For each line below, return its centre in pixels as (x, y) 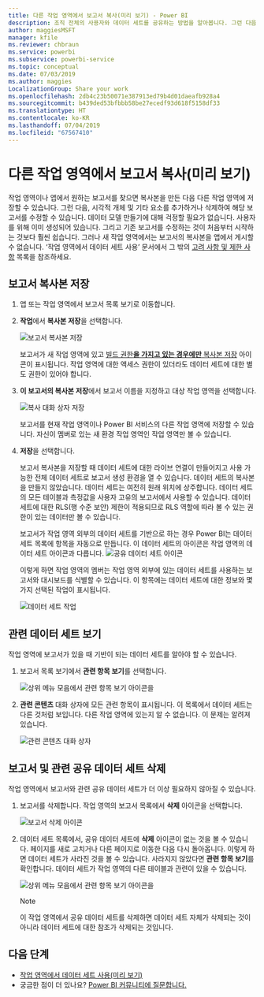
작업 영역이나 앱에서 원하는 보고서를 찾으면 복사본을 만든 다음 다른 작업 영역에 (127, 197)
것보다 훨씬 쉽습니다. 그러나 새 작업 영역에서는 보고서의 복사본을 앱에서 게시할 (135, 236)
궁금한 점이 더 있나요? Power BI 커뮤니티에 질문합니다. (103, 984)
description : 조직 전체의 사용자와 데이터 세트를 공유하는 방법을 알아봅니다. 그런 (125, 23)
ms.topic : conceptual (44, 67)
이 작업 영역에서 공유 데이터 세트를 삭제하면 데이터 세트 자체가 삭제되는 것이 (135, 917)
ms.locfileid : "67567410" (50, 132)
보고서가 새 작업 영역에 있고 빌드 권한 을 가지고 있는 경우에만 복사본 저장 (128, 355)
